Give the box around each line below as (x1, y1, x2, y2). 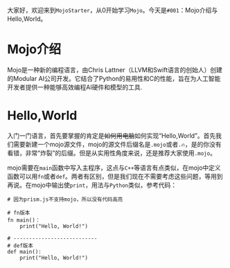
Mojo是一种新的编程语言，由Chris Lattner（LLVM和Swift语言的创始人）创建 (7, 65, 223, 74)
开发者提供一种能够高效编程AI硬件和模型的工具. (7, 82, 143, 91)
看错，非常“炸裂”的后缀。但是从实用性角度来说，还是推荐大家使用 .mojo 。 (7, 148, 217, 157)
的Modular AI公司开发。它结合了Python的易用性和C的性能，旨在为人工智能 (7, 74, 221, 82)
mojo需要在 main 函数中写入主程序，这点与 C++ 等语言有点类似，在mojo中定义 (7, 163, 222, 172)
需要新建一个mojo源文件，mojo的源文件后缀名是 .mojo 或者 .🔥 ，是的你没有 (12, 140, 222, 148)
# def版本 (7, 242, 33, 249)
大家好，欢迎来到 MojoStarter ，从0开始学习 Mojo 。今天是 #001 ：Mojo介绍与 (7, 6, 218, 14)
